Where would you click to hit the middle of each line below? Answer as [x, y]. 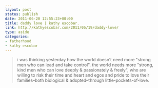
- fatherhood [18, 41]
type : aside [17, 32]
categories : [17, 37]
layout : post [18, 9]
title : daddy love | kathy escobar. [42, 23]
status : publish [21, 14]
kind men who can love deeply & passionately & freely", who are [81, 70]
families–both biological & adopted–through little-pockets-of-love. [83, 80]
